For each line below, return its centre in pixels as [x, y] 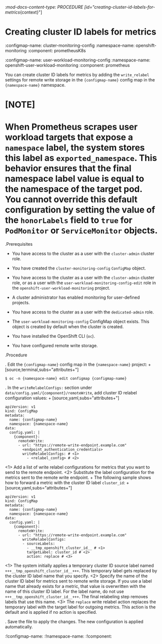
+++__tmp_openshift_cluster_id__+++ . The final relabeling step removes [76, 597]
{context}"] [31, 12]
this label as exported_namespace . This [81, 158]
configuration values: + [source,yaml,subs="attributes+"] [62, 398]
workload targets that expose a [69, 137]
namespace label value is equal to [75, 179]
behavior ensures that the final [68, 168]
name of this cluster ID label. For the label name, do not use [65, 591]
